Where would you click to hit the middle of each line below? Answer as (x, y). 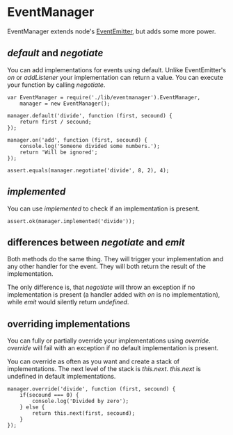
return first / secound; (56, 122)
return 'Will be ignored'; (59, 152)
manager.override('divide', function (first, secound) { (91, 389)
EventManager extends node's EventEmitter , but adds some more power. (112, 31)
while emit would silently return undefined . (68, 302)
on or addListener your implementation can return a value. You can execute (115, 77)
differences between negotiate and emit (96, 242)
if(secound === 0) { (49, 395)
